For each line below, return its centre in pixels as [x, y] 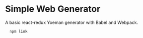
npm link [19, 31]
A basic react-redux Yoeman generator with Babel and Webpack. [71, 22]
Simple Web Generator [53, 9]
